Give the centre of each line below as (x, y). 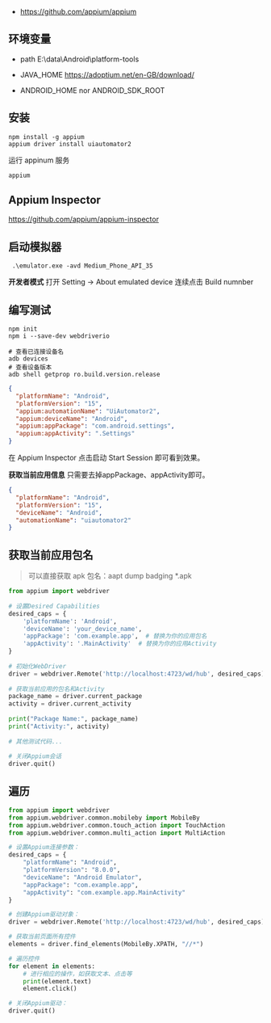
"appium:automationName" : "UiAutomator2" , (88, 411)
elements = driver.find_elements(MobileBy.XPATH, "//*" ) (106, 945)
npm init (23, 329)
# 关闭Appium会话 (35, 756)
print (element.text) (57, 981)
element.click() (50, 989)
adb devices (28, 359)
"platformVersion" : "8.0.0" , (72, 870)
